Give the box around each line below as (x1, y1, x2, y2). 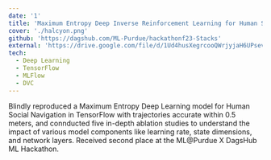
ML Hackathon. (8, 144, 59, 154)
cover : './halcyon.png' (8, 27, 89, 35)
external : (8, 42, 42, 50)
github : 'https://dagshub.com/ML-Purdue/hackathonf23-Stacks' (8, 34, 222, 43)
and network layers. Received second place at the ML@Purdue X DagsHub (8, 135, 257, 145)
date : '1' (8, 11, 42, 20)
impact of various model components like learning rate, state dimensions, (8, 126, 252, 137)
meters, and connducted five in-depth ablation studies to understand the (8, 118, 250, 128)
